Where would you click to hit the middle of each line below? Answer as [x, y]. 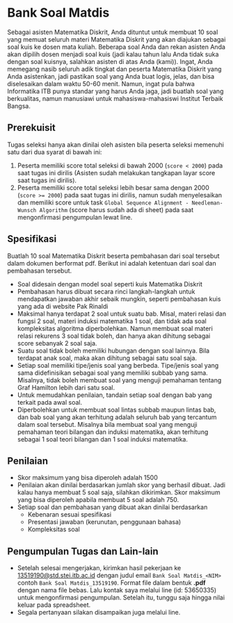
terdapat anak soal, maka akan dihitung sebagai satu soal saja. [107, 358]
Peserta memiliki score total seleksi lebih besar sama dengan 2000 [113, 187]
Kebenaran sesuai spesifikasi [70, 515]
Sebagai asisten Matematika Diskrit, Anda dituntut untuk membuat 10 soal [113, 32]
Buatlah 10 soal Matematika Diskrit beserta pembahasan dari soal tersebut [114, 256]
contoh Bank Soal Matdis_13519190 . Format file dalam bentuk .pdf [112, 583]
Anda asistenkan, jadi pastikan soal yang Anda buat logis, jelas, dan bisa [111, 76]
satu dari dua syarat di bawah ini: [55, 152]
